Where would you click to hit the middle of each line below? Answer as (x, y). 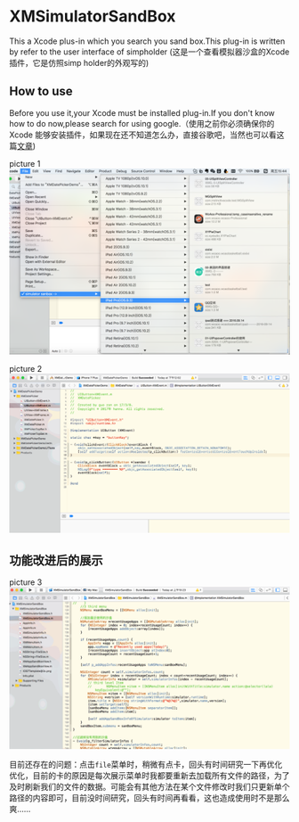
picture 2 (26, 369)
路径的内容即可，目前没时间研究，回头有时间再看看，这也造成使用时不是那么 (149, 797)
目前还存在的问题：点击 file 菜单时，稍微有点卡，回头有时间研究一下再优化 (146, 764)
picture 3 (26, 582)
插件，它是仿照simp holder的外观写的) (79, 62)
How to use (41, 91)
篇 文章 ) (23, 145)
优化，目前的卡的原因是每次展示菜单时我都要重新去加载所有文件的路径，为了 (149, 775)
